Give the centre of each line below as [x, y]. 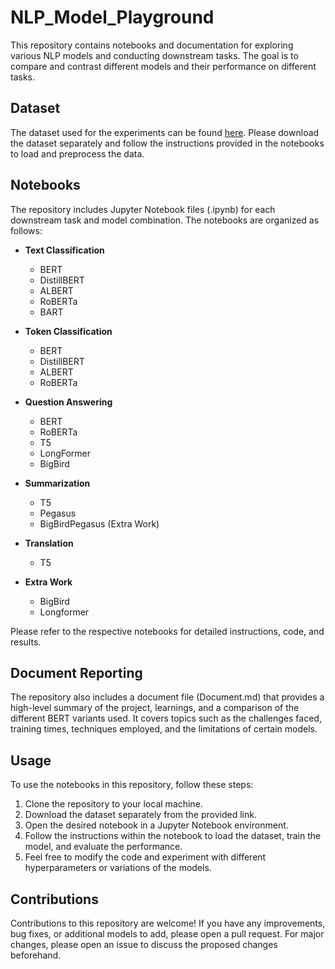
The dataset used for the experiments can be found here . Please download [165, 132]
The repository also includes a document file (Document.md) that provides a [167, 697]
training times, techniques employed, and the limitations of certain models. [164, 729]
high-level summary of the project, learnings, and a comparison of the [155, 708]
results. [26, 642]
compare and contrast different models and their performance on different [163, 66]
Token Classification [68, 331]
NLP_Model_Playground [112, 17]
